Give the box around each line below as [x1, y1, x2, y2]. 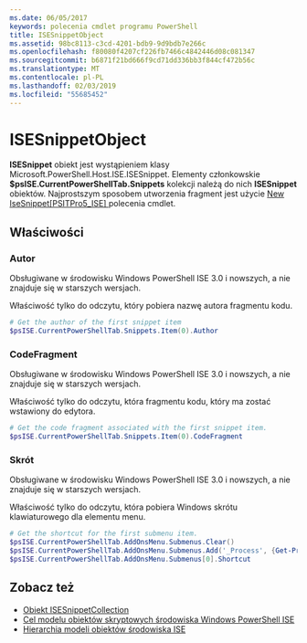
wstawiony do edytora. [9, 406, 96, 416]
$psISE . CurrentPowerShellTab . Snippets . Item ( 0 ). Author [9, 326, 219, 335]
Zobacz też [9, 580, 75, 596]
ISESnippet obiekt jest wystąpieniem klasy [9, 159, 171, 170]
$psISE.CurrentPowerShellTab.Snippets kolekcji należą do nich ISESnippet [9, 179, 297, 190]
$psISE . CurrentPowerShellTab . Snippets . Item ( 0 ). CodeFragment [9, 432, 244, 441]
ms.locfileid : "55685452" [9, 90, 108, 99]
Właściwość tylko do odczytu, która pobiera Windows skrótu [9, 501, 238, 512]
